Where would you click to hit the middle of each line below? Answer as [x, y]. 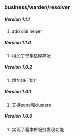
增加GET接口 [25, 80]
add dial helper [27, 31]
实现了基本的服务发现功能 [38, 129]
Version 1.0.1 [18, 92]
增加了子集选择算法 [31, 55]
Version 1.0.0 [19, 116]
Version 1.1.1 [17, 19]
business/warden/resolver [37, 7]
